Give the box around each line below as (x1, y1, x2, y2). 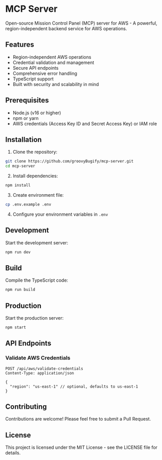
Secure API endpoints (12, 65, 59, 71)
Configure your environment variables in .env (12, 211, 108, 217)
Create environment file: (12, 192, 64, 198)
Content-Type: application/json (5, 370, 74, 375)
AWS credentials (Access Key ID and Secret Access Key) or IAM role (12, 120, 157, 127)
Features (5, 40, 34, 49)
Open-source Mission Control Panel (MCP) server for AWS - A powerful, (5, 20, 157, 26)
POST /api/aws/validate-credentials (5, 366, 83, 371)
